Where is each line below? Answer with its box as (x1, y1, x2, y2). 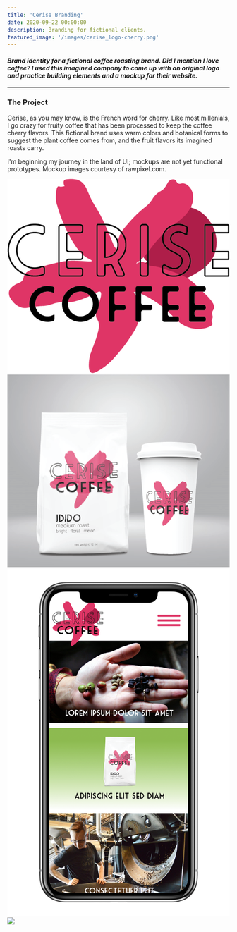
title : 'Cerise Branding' (7, 11, 83, 18)
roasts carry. (7, 143, 44, 152)
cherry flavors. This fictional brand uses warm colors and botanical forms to (7, 128, 229, 137)
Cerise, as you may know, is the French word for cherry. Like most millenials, (7, 114, 230, 122)
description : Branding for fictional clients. (7, 26, 147, 33)
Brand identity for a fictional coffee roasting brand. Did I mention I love (7, 56, 219, 65)
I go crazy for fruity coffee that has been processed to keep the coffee (7, 121, 212, 130)
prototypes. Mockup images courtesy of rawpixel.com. (7, 164, 167, 173)
